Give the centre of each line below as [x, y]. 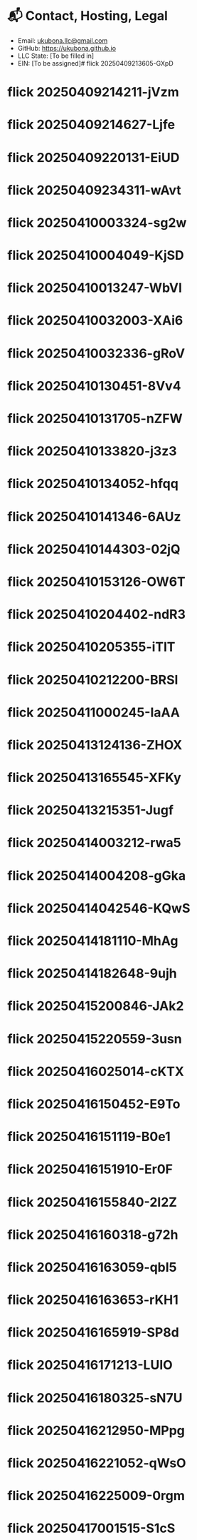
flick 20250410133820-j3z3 [92, 451]
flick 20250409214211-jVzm [93, 92]
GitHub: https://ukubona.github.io [66, 48]
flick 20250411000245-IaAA [94, 712]
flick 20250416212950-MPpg [96, 1430]
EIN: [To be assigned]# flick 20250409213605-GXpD [95, 63]
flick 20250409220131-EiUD [94, 157]
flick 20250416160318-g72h [93, 1235]
